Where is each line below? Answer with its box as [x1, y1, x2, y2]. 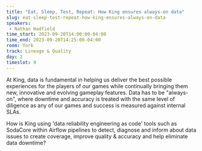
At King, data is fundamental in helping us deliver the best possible [6, 76, 172, 83]
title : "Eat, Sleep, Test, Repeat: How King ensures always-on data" [6, 8, 185, 15]
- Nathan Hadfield [8, 25, 55, 32]
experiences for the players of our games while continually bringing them [6, 82, 188, 89]
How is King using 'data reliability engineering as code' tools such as [6, 120, 177, 127]
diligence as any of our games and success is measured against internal [6, 101, 186, 109]
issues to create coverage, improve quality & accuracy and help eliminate [6, 132, 188, 140]
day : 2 [6, 54, 23, 60]
